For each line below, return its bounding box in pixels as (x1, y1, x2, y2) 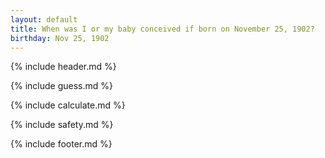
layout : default (10, 14, 78, 25)
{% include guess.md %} (10, 80, 113, 92)
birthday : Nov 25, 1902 (10, 33, 110, 43)
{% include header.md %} (10, 61, 117, 73)
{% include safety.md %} (10, 119, 114, 131)
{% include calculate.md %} (10, 99, 126, 111)
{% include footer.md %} (10, 138, 113, 150)
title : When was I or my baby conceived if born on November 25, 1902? (10, 24, 315, 34)
